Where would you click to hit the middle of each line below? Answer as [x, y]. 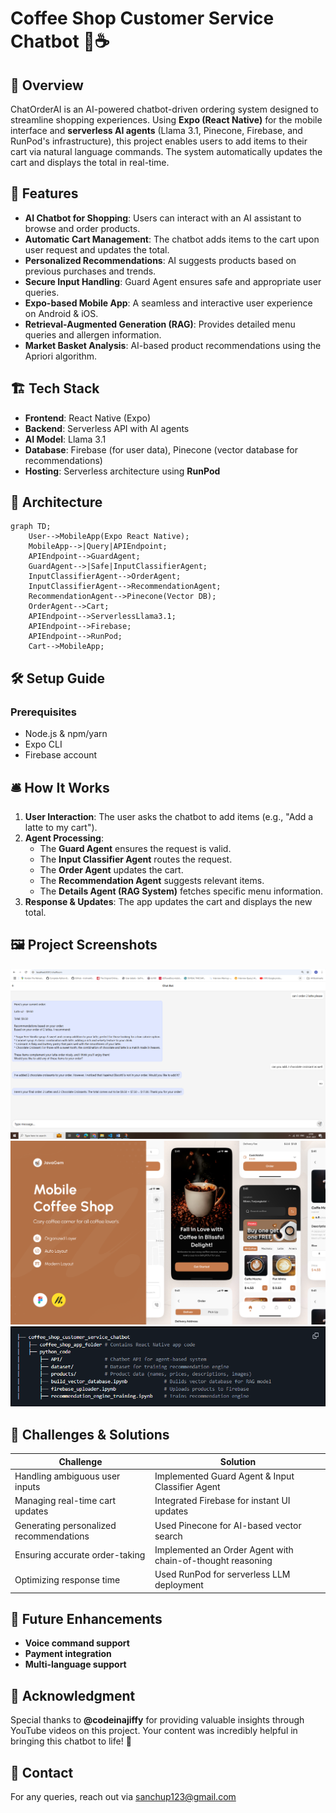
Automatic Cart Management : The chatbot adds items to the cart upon [172, 239]
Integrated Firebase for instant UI [222, 1501]
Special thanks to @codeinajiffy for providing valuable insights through [157, 1720]
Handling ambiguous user [67, 1476]
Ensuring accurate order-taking [80, 1555]
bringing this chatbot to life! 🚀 [71, 1741]
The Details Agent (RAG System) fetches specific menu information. [181, 891]
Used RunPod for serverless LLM [222, 1574]
